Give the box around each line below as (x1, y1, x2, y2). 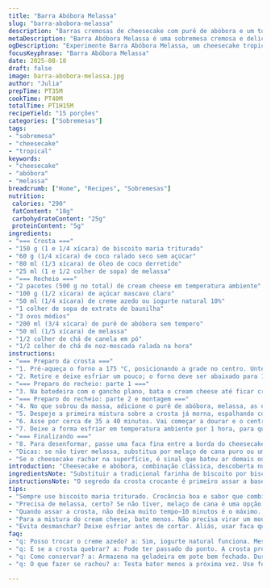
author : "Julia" (8, 79, 63, 87)
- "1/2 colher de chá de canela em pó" (8, 334, 143, 343)
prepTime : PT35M (8, 86, 63, 95)
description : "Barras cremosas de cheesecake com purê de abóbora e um (8, 27, 254, 35)
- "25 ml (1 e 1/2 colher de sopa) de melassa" (8, 267, 172, 275)
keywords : (8, 154, 42, 162)
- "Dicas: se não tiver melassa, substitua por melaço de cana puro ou (8, 447, 254, 456)
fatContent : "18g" (11, 207, 74, 215)
